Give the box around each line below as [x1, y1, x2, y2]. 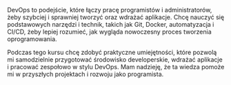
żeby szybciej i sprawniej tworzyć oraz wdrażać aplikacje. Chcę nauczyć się [7, 13, 225, 21]
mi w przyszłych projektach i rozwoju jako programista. [7, 70, 164, 78]
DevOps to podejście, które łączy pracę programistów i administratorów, [7, 6, 212, 14]
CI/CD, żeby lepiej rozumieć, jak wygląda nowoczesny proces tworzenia [7, 27, 212, 36]
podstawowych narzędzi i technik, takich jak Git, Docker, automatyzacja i [7, 21, 214, 28]
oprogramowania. [7, 35, 57, 43]
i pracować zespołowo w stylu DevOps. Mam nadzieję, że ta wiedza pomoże [7, 63, 225, 71]
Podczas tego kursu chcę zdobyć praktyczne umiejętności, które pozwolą [7, 48, 217, 56]
